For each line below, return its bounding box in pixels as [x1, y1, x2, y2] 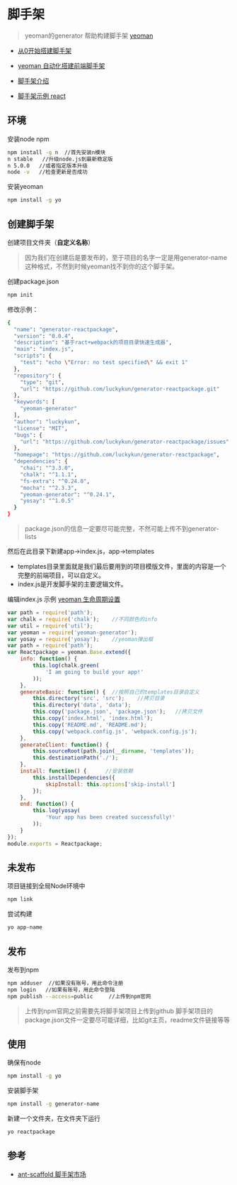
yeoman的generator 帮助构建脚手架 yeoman [24, 31, 154, 40]
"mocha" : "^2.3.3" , [20, 484, 78, 491]
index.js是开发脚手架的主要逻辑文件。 [17, 580, 127, 589]
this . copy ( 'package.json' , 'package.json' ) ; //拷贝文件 [33, 708, 203, 716]
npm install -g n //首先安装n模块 [7, 148, 106, 156]
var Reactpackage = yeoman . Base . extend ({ [7, 649, 132, 656]
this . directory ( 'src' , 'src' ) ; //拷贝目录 [33, 695, 165, 702]
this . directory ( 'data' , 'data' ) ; [33, 701, 132, 709]
